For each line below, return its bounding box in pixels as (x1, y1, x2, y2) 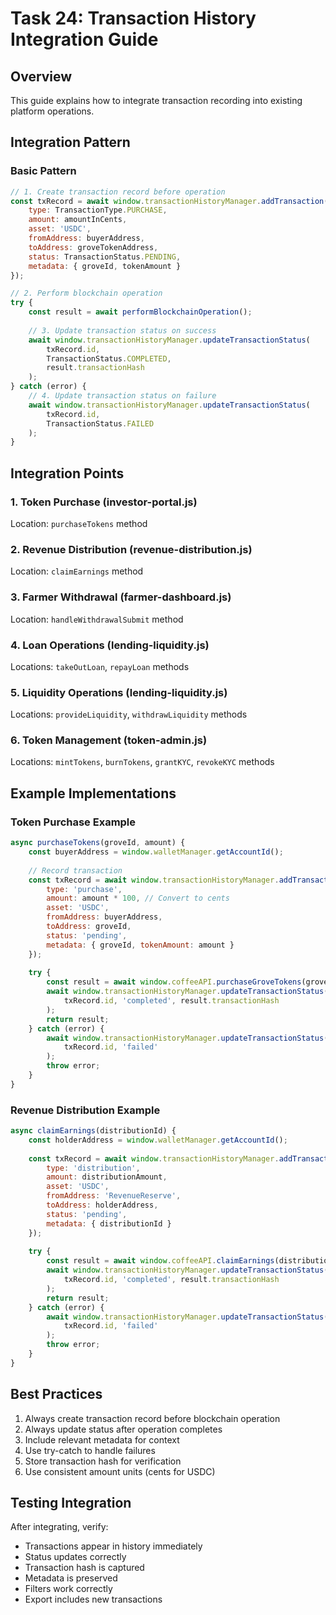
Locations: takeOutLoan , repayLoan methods (10, 660, 190, 672)
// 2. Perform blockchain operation (10, 288, 163, 299)
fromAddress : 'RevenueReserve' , (46, 1191, 182, 1201)
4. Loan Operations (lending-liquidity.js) (10, 638, 210, 652)
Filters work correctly (24, 1583, 113, 1595)
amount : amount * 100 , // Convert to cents (46, 893, 230, 904)
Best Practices (10, 1386, 103, 1403)
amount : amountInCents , (28, 215, 128, 225)
